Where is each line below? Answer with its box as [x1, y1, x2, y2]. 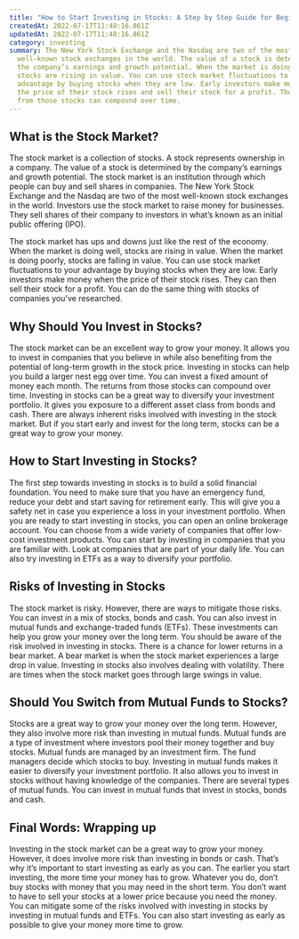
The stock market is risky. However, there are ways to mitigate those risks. [9, 603, 282, 614]
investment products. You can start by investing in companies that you [27, 534, 286, 545]
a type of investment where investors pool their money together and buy [9, 737, 275, 748]
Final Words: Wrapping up [9, 820, 157, 835]
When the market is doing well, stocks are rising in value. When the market [9, 246, 283, 257]
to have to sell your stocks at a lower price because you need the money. [9, 891, 278, 902]
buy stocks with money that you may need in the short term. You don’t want [9, 882, 287, 893]
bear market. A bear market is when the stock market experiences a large [9, 650, 279, 661]
